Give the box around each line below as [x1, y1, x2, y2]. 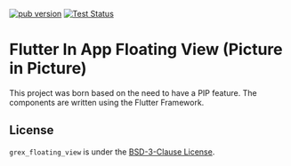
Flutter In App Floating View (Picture [9, 40, 283, 59]
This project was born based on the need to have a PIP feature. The [9, 87, 257, 98]
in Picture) [9, 59, 87, 79]
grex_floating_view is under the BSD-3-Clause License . [9, 146, 215, 157]
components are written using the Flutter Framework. [9, 97, 205, 107]
